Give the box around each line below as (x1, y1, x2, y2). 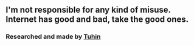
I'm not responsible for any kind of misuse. (5, 5, 171, 15)
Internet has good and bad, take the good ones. (5, 15, 189, 25)
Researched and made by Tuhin (5, 33, 101, 41)
